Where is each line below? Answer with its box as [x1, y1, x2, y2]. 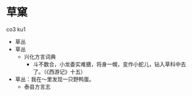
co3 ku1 [6, 25, 26, 33]
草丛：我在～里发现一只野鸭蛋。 [14, 76, 94, 83]
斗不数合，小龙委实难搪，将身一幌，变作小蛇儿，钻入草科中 [33, 61, 181, 68]
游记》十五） [54, 68, 86, 75]
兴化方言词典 [23, 53, 56, 60]
